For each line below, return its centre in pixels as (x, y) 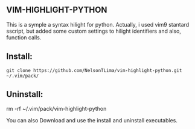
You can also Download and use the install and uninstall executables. (92, 121)
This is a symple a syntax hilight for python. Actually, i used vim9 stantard (98, 24)
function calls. (24, 37)
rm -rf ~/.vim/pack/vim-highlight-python (56, 109)
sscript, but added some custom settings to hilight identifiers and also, (94, 31)
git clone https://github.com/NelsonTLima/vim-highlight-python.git (94, 70)
